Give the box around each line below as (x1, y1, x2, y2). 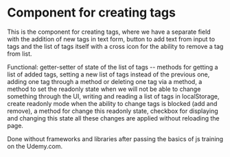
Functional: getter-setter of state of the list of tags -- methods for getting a (7, 63, 218, 71)
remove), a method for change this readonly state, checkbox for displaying (7, 107, 218, 115)
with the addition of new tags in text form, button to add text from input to (7, 34, 215, 43)
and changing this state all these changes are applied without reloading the (7, 114, 220, 122)
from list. (7, 50, 32, 58)
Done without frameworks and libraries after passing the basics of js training (7, 134, 224, 143)
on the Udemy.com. (7, 142, 63, 150)
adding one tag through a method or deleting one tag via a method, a (7, 77, 203, 85)
